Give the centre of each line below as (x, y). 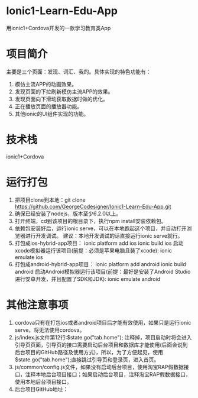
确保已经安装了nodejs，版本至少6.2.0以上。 (68, 213)
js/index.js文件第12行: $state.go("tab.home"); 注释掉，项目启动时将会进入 (103, 337)
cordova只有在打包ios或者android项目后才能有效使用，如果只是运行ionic (103, 322)
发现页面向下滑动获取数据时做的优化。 (61, 99)
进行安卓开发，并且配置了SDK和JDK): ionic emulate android (87, 279)
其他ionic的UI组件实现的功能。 (52, 114)
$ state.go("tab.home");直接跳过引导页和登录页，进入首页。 (87, 360)
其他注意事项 (38, 305)
